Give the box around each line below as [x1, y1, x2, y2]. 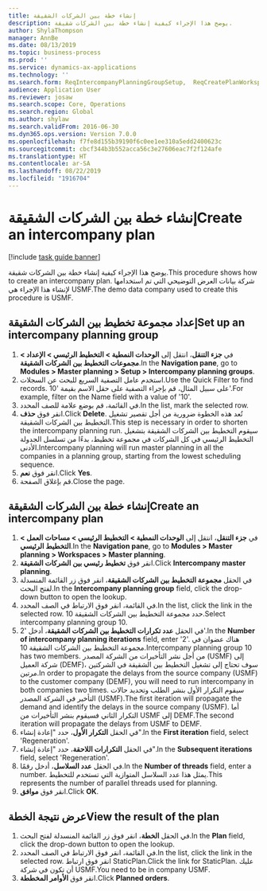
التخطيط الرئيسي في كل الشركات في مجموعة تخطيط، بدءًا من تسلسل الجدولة [19, 434, 254, 444]
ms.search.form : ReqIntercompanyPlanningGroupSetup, [8, 78, 187, 86]
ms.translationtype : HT [8, 152, 87, 160]
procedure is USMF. [8, 292, 74, 303]
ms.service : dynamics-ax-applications [8, 64, 137, 72]
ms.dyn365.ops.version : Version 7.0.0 [8, 130, 137, 138]
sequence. [19, 459, 55, 469]
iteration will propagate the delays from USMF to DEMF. [19, 719, 203, 729]
